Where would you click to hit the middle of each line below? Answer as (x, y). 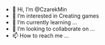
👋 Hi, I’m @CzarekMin (39, 9)
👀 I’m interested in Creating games (56, 16)
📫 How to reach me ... (40, 36)
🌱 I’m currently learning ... (45, 22)
